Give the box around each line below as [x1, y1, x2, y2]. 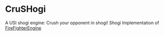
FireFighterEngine [5, 25, 41, 31]
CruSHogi [5, 3, 46, 15]
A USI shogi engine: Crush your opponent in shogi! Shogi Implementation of [5, 20, 160, 26]
